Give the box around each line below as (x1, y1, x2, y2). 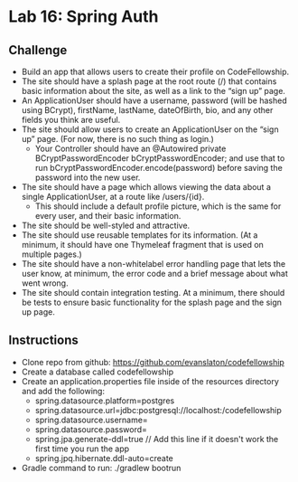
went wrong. (21, 278, 69, 288)
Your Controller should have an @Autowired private (34, 143, 227, 154)
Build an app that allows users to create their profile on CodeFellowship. (21, 66, 290, 77)
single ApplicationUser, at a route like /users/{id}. (21, 192, 205, 202)
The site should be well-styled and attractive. (21, 220, 191, 231)
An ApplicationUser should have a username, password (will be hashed (21, 95, 287, 106)
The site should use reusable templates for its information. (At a (21, 230, 258, 241)
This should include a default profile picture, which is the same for (34, 201, 282, 212)
